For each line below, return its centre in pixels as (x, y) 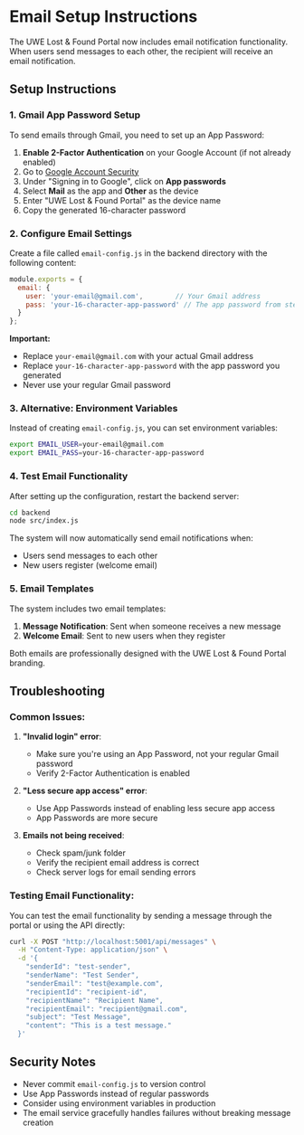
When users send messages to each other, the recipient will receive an (141, 51)
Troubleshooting (57, 690)
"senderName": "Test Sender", (83, 975)
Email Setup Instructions (104, 17)
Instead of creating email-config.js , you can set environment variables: (144, 428)
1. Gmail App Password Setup (75, 115)
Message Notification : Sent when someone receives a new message (152, 626)
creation (38, 1122)
